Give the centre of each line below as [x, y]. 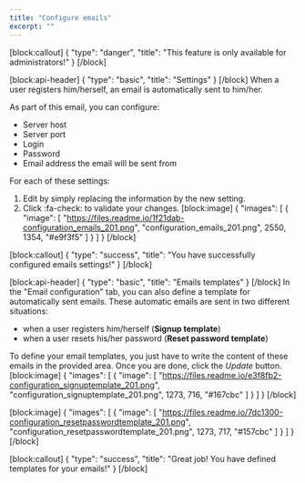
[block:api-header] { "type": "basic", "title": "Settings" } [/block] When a [144, 79]
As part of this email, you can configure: [85, 106]
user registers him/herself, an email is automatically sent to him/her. [137, 89]
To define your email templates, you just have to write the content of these [149, 356]
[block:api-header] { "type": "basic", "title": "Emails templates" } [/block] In [150, 282]
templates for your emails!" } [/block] [79, 468]
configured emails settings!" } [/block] [81, 264]
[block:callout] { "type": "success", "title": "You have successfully [132, 255]
